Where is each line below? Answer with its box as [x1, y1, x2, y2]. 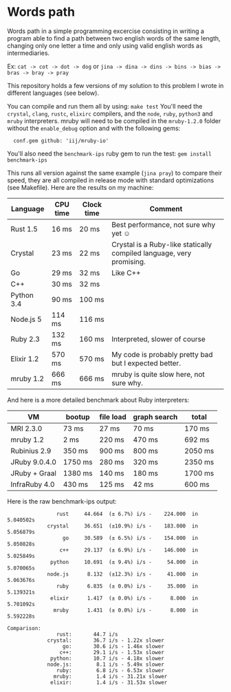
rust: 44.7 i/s [56, 631, 118, 638]
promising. [111, 257, 146, 266]
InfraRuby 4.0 [10, 479, 55, 489]
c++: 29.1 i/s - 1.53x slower [59, 649, 165, 656]
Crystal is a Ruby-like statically [111, 239, 212, 249]
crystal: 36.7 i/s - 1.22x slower [47, 637, 165, 644]
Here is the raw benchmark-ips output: [7, 497, 117, 506]
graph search [133, 412, 178, 422]
